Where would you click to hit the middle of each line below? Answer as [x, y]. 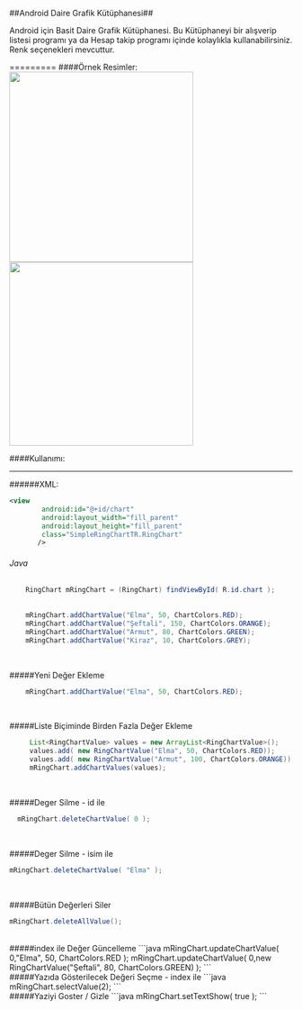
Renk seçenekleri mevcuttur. [62, 50]
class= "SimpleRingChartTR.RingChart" [112, 534]
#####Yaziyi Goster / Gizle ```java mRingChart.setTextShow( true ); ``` [138, 996]
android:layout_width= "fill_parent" [110, 517]
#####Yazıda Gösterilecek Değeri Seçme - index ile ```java [118, 977]
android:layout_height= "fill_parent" [112, 526]
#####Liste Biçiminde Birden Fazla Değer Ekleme [101, 726]
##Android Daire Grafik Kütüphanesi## [81, 13]
